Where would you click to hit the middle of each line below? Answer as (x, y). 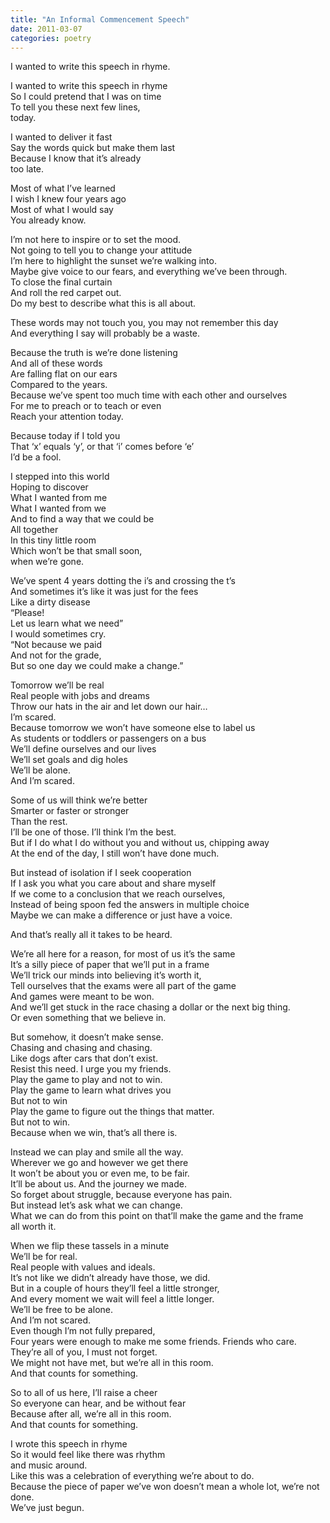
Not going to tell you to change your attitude (101, 250)
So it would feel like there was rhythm (88, 1455)
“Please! (27, 613)
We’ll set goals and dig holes (69, 760)
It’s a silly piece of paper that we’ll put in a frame (110, 965)
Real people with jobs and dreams (80, 696)
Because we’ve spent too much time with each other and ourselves (149, 395)
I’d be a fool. (36, 457)
